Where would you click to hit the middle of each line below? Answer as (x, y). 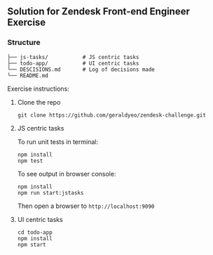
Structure (24, 43)
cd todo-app (35, 232)
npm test (30, 161)
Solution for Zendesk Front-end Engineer (99, 12)
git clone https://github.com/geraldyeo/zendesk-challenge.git (112, 115)
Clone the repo (39, 102)
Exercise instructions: (39, 89)
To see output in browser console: (67, 174)
